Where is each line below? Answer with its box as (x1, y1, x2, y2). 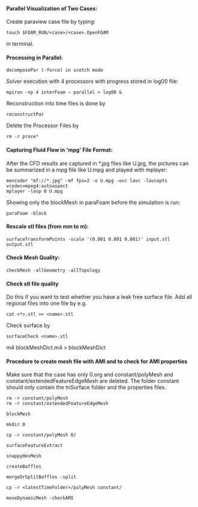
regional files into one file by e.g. (6, 300, 87, 307)
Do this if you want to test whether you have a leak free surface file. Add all (6, 293, 193, 301)
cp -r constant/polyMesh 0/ (6, 432, 77, 438)
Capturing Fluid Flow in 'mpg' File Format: (6, 146, 113, 153)
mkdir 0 (6, 422, 26, 428)
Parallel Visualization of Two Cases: (6, 5, 98, 12)
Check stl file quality (6, 280, 59, 287)
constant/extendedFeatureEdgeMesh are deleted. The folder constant (6, 377, 179, 385)
